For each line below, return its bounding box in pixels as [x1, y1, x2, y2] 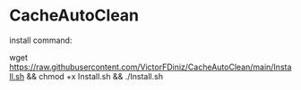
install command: [9, 35, 73, 45]
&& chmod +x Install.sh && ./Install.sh [26, 70, 164, 81]
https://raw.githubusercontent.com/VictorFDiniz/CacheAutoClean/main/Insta [9, 61, 292, 72]
